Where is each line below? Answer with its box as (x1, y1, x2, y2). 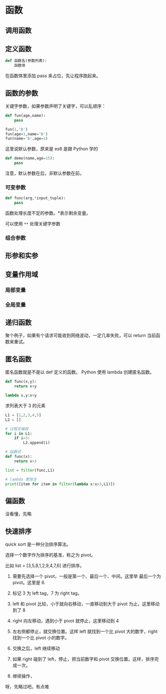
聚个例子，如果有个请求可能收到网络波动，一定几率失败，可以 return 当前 (5, 332, 156, 339)
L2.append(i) (23, 440, 50, 446)
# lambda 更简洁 (5, 477, 37, 482)
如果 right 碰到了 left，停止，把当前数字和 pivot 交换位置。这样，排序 (12, 656, 155, 662)
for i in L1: (5, 431, 32, 436)
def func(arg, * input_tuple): (5, 196, 66, 201)
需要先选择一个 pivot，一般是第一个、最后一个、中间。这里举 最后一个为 (12, 573, 161, 580)
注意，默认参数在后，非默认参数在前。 (5, 170, 84, 176)
